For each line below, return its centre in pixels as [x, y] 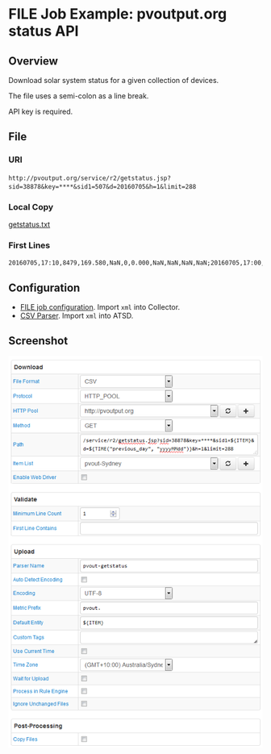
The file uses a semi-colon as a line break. [79, 96]
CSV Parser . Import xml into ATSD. [77, 316]
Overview [33, 61]
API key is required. [41, 111]
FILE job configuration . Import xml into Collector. [100, 307]
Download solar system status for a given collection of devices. [114, 80]
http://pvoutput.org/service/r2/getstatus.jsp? [90, 178]
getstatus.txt [29, 224]
